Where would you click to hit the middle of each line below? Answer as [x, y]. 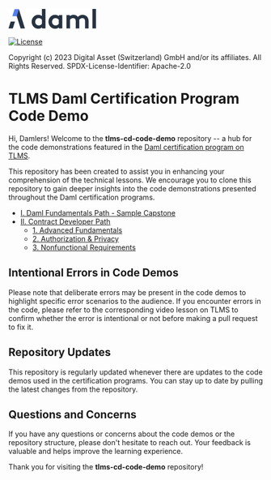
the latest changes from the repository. [73, 389]
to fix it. [21, 327]
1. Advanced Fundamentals [77, 230]
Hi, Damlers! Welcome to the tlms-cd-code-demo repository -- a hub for [130, 138]
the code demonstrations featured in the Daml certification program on [126, 147]
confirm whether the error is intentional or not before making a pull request [133, 318]
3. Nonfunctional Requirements [84, 247]
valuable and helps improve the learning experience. [96, 452]
